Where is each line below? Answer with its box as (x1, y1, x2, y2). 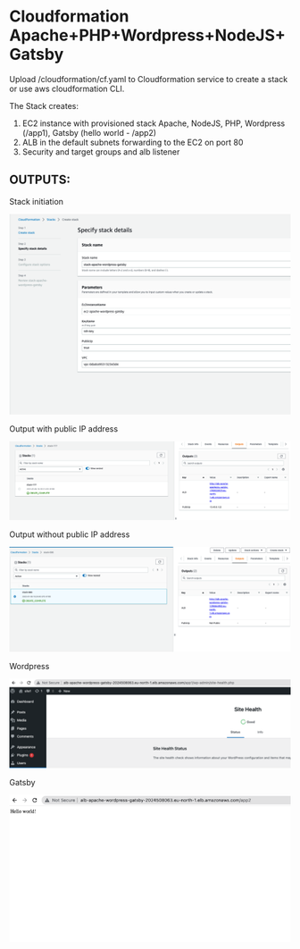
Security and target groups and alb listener (21, 146, 180, 157)
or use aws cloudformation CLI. (9, 83, 125, 94)
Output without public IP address (9, 529, 130, 540)
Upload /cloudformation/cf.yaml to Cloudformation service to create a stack (9, 73, 288, 84)
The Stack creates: (9, 100, 79, 111)
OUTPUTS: (9, 172, 71, 188)
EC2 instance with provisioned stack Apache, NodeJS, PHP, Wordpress (21, 118, 286, 129)
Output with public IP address (9, 423, 119, 434)
